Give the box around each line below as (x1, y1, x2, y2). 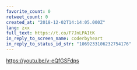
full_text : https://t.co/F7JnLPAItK (6, 30, 95, 36)
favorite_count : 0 (6, 8, 51, 15)
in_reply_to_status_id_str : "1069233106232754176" (6, 41, 132, 47)
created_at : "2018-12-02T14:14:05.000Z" (6, 19, 106, 25)
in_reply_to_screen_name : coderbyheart (6, 36, 103, 41)
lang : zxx (6, 24, 30, 31)
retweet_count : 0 (6, 14, 48, 20)
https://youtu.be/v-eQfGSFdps (6, 57, 79, 64)
